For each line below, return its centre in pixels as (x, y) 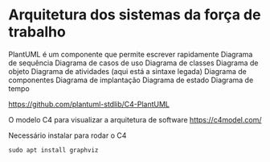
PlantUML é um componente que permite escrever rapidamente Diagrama (131, 54)
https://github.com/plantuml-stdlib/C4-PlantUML (89, 104)
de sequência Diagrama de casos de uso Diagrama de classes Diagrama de (133, 63)
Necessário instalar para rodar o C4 (67, 135)
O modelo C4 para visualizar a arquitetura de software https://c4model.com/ (135, 119)
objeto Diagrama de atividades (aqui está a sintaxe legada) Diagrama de (127, 71)
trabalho (37, 32)
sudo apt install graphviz (53, 150)
